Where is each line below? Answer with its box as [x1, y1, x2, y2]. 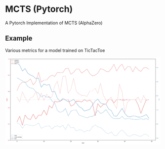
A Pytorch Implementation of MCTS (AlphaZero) [5, 20, 103, 26]
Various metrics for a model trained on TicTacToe [5, 47, 105, 53]
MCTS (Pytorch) [5, 3, 73, 15]
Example [5, 34, 33, 43]
